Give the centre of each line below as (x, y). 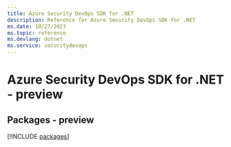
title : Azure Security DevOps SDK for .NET (71, 13)
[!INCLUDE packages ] (38, 136)
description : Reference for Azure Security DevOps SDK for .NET (101, 20)
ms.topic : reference (37, 33)
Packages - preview (51, 120)
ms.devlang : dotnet (35, 39)
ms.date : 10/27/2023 (37, 26)
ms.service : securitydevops (48, 46)
